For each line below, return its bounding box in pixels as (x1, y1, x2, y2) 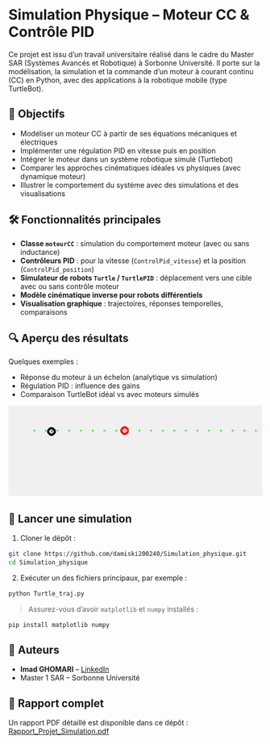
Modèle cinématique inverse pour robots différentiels (19, 290, 203, 299)
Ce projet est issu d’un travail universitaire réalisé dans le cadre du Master (8, 49, 254, 59)
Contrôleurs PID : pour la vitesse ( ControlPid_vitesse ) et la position (19, 256, 246, 265)
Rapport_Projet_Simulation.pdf (8, 726, 110, 736)
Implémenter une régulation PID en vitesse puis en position (19, 145, 216, 155)
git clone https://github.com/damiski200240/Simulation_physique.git (8, 550, 247, 558)
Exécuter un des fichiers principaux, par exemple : (19, 573, 188, 583)
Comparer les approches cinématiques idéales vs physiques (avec (19, 163, 242, 173)
